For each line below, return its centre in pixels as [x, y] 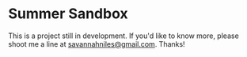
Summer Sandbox [68, 14]
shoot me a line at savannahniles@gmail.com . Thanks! [97, 44]
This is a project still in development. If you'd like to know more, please [123, 36]
